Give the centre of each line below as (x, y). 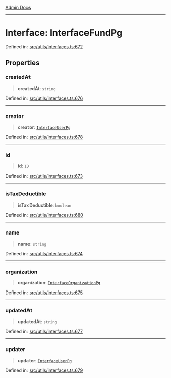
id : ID (23, 166)
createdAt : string (37, 88)
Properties (22, 63)
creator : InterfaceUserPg (44, 127)
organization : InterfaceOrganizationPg (59, 283)
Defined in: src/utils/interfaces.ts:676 (44, 98)
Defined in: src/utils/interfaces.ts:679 (44, 370)
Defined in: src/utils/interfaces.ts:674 (44, 253)
